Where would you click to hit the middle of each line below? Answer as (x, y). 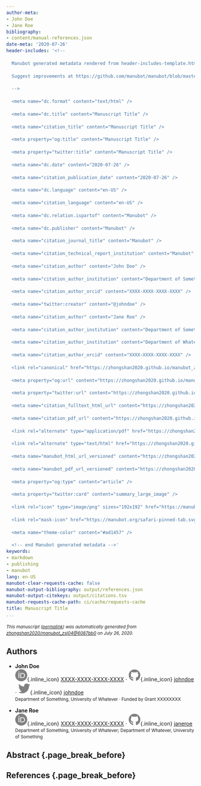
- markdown (20, 558)
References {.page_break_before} (71, 775)
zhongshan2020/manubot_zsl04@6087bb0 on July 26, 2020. (70, 633)
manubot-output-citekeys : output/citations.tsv (67, 596)
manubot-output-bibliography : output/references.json (75, 589)
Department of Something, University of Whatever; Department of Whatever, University (104, 730)
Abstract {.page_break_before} (66, 755)
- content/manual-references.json (49, 38)
